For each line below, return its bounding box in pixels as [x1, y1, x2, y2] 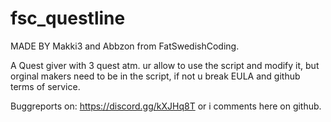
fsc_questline [10, 7, 126, 30]
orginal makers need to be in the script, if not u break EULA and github [10, 70, 301, 82]
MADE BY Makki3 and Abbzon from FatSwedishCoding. [10, 40, 240, 52]
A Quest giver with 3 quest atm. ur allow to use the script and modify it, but [10, 59, 320, 71]
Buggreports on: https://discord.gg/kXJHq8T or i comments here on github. [10, 100, 322, 112]
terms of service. [10, 80, 81, 92]
